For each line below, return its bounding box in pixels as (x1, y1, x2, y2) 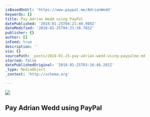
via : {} (5, 49, 21, 54)
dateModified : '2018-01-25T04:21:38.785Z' (5, 26, 94, 31)
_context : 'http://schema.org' (5, 72, 70, 77)
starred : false (5, 58, 37, 63)
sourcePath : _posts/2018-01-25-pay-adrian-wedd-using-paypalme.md (5, 53, 146, 58)
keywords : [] (5, 12, 32, 17)
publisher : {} (5, 30, 35, 35)
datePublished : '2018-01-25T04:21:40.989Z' (5, 21, 97, 26)
